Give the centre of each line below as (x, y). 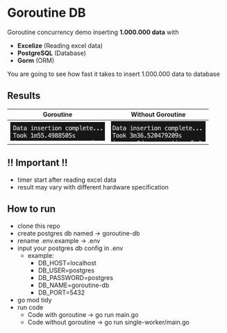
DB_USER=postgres (66, 270)
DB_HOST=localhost (67, 263)
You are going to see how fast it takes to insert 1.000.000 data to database (113, 74)
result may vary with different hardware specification (93, 187)
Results (24, 96)
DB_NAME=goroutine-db (74, 285)
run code (30, 307)
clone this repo (39, 226)
